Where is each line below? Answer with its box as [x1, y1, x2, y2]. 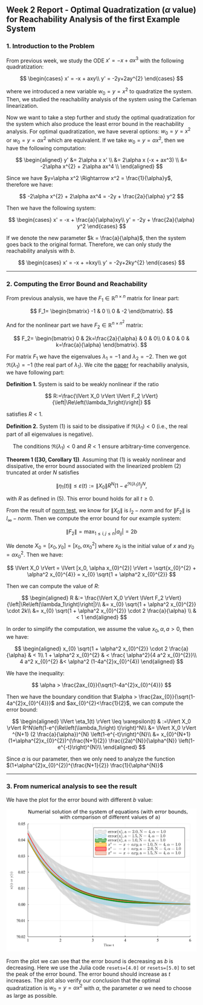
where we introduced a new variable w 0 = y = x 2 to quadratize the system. [6, 87, 193, 96]
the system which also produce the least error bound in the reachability [6, 120, 184, 127]
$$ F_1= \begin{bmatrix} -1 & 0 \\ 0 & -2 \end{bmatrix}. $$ [30, 307, 173, 315]
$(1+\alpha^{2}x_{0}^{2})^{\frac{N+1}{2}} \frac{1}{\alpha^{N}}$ [6, 761, 164, 769]
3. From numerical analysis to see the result [6, 782, 137, 790]
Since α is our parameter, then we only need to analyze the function [6, 755, 175, 763]
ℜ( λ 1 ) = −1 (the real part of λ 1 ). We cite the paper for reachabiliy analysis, [6, 361, 189, 370]
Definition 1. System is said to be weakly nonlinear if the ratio [6, 381, 159, 388]
